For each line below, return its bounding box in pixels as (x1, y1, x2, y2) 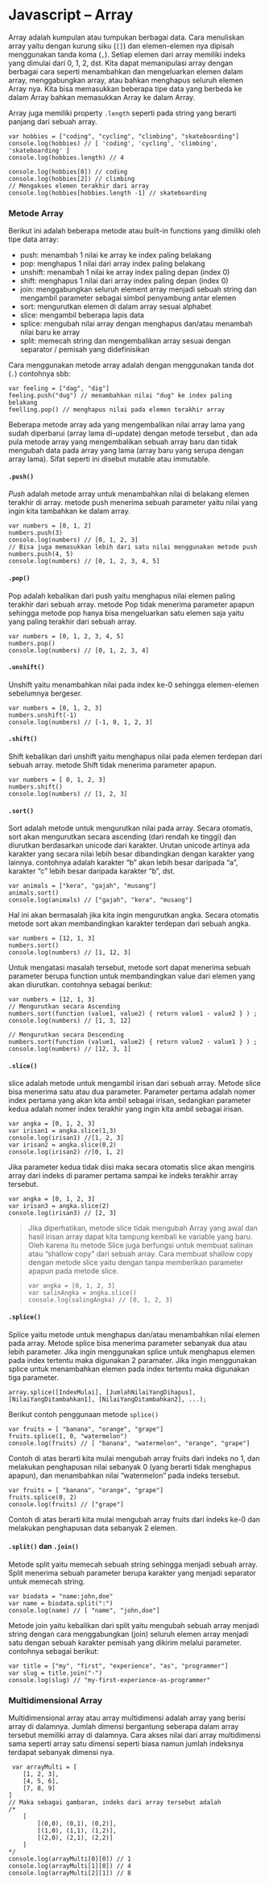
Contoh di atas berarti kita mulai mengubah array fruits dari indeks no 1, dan (8, 1453, 260, 1463)
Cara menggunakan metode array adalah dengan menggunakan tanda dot (8, 360, 255, 370)
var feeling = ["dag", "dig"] (8, 385, 110, 393)
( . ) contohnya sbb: (8, 369, 71, 379)
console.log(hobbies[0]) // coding (8, 167, 128, 175)
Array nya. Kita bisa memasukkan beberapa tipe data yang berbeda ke (8, 83, 242, 94)
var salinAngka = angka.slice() (27, 1289, 137, 1298)
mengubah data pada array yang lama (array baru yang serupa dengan (8, 446, 244, 456)
